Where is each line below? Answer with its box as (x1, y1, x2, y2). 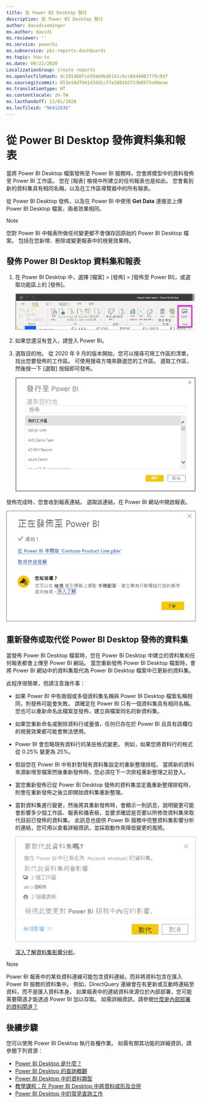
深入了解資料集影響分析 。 (14, 948, 79, 956)
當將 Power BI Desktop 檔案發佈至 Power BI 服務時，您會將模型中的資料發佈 (6, 169, 194, 177)
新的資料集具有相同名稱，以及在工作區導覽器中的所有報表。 (6, 184, 154, 192)
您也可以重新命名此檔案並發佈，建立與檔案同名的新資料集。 (14, 707, 163, 714)
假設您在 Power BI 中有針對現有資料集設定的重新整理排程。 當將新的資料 (14, 761, 195, 768)
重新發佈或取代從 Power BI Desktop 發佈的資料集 (6, 635, 188, 645)
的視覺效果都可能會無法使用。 (14, 728, 89, 735)
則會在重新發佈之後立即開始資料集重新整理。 (14, 788, 126, 796)
